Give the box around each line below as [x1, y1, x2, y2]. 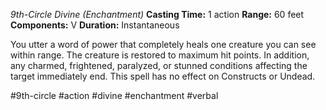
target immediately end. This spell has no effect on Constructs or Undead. [10, 70, 316, 82]
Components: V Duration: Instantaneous [10, 19, 180, 31]
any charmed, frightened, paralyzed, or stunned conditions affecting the [10, 60, 308, 71]
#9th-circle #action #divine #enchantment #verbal [10, 90, 219, 101]
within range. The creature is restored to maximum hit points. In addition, [10, 49, 310, 61]
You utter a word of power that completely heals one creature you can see [10, 39, 317, 50]
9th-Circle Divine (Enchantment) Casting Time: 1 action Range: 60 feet [10, 9, 305, 20]
